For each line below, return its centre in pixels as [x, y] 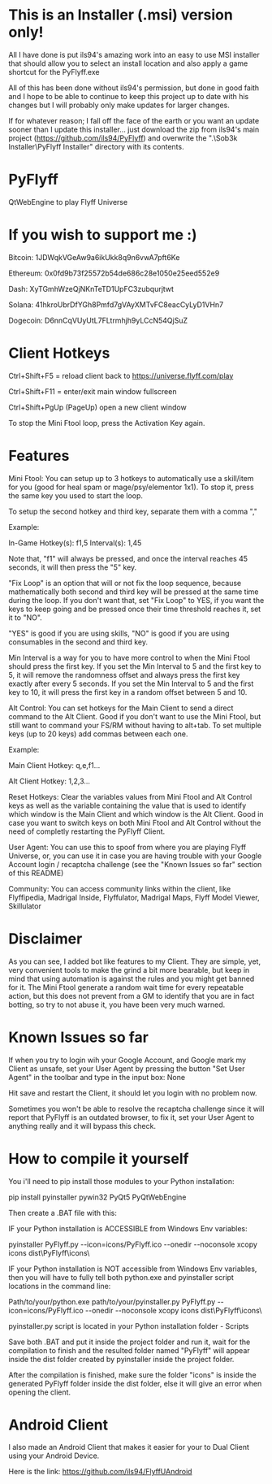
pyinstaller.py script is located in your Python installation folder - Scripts [129, 1326]
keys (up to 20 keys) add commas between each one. [98, 734]
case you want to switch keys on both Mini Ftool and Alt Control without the [135, 822]
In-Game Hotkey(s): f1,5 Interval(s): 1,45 [75, 543]
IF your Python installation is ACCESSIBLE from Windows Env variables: [128, 1228]
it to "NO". [25, 617]
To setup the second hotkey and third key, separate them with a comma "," [133, 511]
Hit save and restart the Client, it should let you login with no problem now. [133, 1093]
